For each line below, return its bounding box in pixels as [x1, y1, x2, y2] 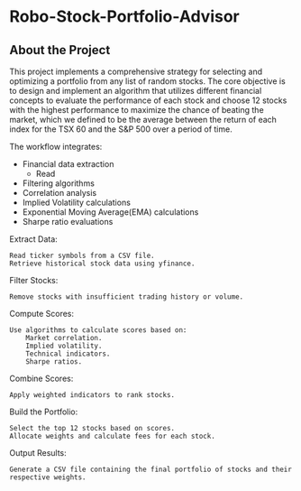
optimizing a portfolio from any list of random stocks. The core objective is [9, 76, 286, 87]
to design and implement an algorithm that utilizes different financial [9, 86, 262, 96]
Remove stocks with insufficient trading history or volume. [9, 292, 244, 301]
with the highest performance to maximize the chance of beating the [9, 105, 264, 115]
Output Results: [9, 448, 68, 458]
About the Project [9, 42, 111, 58]
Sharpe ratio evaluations [22, 217, 114, 227]
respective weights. [9, 473, 87, 482]
